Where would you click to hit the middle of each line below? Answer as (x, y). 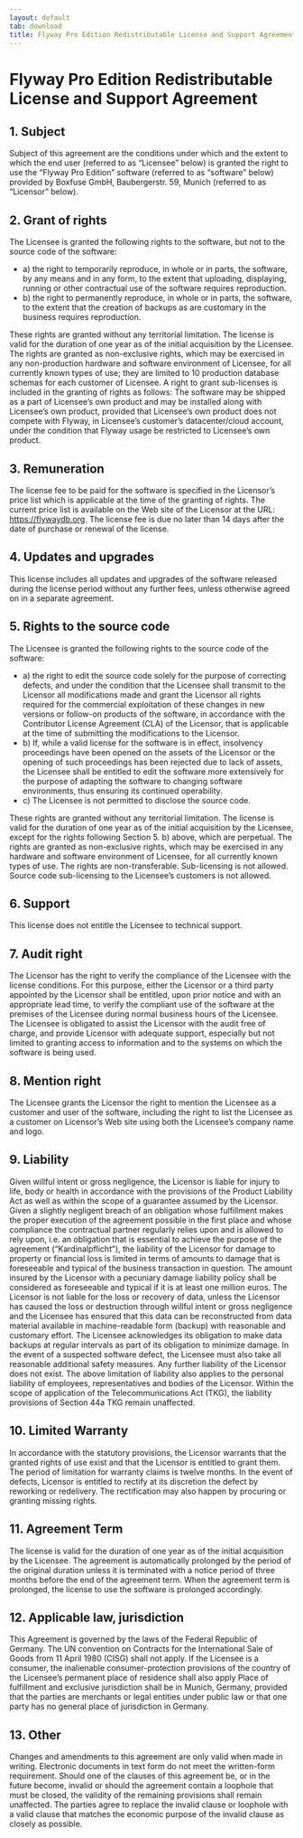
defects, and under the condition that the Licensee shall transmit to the (154, 685)
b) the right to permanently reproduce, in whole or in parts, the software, (157, 298)
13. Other (35, 1735)
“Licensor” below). (44, 192)
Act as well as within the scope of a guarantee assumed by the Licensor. (144, 1200)
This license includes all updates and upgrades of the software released (143, 578)
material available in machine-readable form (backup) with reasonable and (148, 1326)
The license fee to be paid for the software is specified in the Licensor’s (142, 490)
